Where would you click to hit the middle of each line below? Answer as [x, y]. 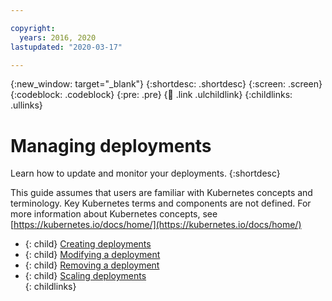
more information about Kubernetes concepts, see [114, 214]
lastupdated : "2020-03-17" [66, 47]
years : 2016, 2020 [58, 37]
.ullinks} [26, 105]
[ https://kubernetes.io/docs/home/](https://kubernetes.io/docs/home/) [156, 225]
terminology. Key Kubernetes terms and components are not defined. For [161, 203]
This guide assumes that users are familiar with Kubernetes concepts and [161, 193]
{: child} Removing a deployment [92, 265]
